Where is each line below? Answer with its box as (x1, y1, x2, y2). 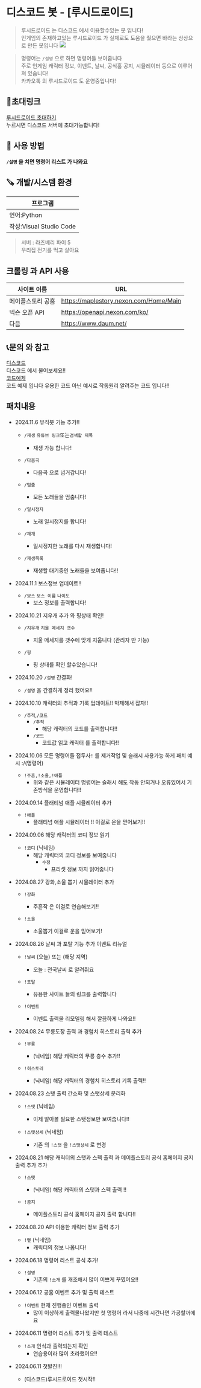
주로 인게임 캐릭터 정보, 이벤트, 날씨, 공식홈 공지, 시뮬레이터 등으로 (20, 62, 177, 69)
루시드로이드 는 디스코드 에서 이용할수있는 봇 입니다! (20, 27, 143, 34)
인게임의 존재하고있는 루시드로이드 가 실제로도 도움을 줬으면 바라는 (20, 34, 178, 41)
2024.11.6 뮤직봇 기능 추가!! (14, 418, 80, 426)
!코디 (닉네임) (23, 844, 55, 851)
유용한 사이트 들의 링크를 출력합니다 (32, 990, 117, 997)
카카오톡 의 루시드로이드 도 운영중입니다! (20, 77, 116, 85)
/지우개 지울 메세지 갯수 (23, 625, 75, 631)
